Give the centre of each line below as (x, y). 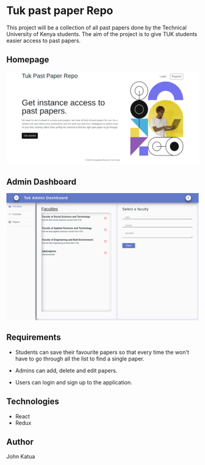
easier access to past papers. (44, 40)
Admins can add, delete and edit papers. (66, 370)
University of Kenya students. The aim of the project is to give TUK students (102, 34)
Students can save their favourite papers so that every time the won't (102, 352)
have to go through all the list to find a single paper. (80, 359)
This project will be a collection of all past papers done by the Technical (97, 27)
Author (20, 441)
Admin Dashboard (41, 182)
